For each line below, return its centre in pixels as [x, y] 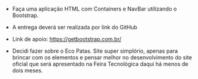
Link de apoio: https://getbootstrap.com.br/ [67, 39]
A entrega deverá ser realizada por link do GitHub [75, 27]
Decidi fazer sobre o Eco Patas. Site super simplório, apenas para [95, 51]
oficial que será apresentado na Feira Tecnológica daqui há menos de [100, 64]
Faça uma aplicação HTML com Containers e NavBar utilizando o [94, 9]
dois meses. [27, 70]
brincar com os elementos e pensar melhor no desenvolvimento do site [102, 57]
